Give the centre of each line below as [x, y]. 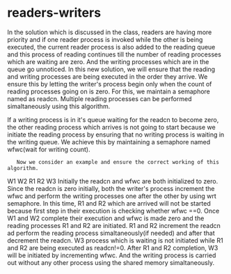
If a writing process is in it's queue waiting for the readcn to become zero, [113, 119]
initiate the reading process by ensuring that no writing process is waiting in [116, 135]
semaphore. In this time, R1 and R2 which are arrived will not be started [109, 203]
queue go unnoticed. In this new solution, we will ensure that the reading [111, 69]
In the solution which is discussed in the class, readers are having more [110, 32]
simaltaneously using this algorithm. [59, 106]
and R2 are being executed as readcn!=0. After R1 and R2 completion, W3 [113, 248]
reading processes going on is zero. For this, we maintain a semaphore [109, 91]
